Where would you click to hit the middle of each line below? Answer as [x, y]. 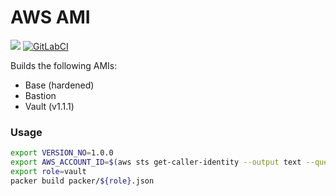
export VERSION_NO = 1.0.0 [62, 153]
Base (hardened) [59, 85]
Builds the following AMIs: [64, 65]
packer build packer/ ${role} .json [82, 181]
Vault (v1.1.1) [49, 106]
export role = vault [48, 171]
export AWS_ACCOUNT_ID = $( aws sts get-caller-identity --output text [156, 162]
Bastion [40, 95]
